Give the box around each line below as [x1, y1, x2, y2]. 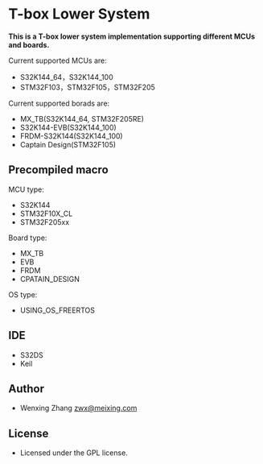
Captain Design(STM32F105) [19, 139, 117, 149]
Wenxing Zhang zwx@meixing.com [19, 404, 138, 413]
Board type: [8, 233, 47, 242]
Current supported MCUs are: [8, 56, 107, 65]
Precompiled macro [8, 163, 109, 177]
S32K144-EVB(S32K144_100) [19, 122, 117, 132]
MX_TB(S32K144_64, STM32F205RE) [19, 114, 145, 123]
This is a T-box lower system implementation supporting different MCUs [8, 31, 256, 41]
